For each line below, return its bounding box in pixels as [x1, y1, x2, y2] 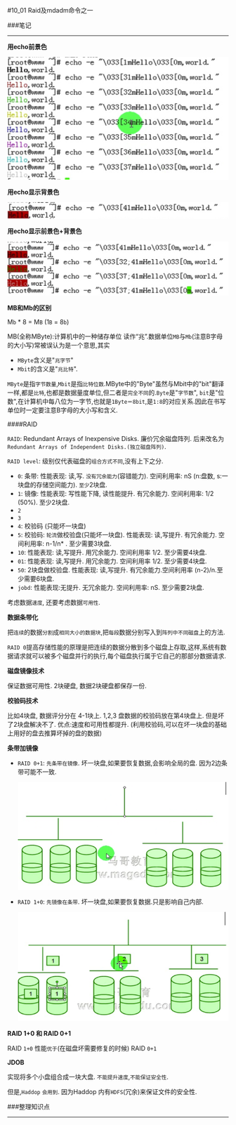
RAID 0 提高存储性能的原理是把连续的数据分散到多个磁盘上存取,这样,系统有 [7, 643, 221, 652]
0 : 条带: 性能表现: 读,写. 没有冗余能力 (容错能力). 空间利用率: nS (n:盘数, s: [17, 472, 223, 480]
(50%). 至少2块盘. [17, 498, 70, 507]
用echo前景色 [7, 43, 47, 51]
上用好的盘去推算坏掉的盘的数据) [7, 729, 103, 737]
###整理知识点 [7, 1103, 51, 1111]
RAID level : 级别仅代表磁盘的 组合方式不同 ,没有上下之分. [7, 457, 164, 466]
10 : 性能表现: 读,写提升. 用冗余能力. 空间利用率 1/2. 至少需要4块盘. [17, 548, 207, 557]
